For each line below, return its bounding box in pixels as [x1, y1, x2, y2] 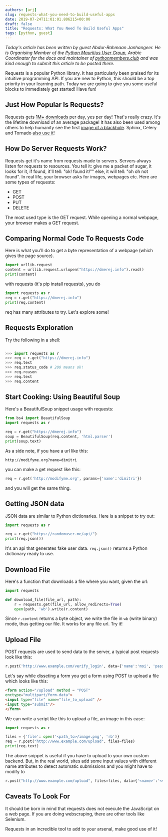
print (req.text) [5, 744, 39, 749]
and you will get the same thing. [5, 485, 71, 491]
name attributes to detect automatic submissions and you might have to [5, 763, 153, 769]
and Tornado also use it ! [5, 130, 55, 136]
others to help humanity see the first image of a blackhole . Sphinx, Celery [5, 124, 157, 130]
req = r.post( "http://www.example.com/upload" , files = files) [5, 739, 135, 744]
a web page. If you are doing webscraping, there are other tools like [5, 810, 145, 817]
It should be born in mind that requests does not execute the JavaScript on [5, 805, 159, 811]
